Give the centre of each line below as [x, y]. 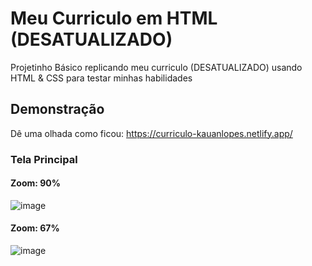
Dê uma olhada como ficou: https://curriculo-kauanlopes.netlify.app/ [151, 133]
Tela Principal [44, 159]
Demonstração [57, 109]
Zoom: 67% [35, 228]
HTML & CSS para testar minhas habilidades [101, 78]
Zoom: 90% [35, 183]
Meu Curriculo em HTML [114, 18]
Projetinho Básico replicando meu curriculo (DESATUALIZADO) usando [156, 67]
